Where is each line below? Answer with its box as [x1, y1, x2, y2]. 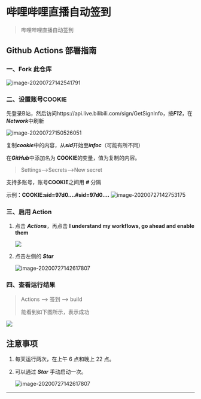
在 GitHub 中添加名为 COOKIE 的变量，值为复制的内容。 [6, 154, 141, 162]
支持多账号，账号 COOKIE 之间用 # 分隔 [6, 178, 102, 185]
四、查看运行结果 [6, 281, 56, 289]
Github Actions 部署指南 [6, 45, 97, 56]
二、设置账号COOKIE [6, 95, 67, 103]
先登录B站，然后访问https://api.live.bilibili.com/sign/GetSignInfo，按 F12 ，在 [6, 109, 193, 117]
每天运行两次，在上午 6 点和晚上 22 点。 [14, 355, 115, 363]
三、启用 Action [6, 208, 52, 216]
